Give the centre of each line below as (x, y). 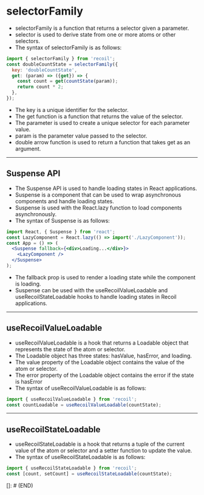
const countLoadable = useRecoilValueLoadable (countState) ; (84, 405)
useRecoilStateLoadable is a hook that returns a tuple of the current (100, 444)
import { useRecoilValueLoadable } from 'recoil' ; (72, 399)
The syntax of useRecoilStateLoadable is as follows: (80, 457)
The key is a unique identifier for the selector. (72, 110)
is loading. (28, 284)
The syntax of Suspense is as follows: (63, 220)
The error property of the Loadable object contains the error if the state (104, 375)
